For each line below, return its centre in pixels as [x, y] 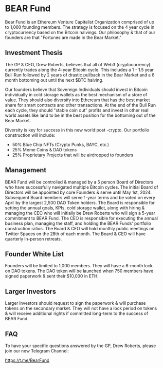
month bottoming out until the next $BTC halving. [54, 80]
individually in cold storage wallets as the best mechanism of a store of [76, 94]
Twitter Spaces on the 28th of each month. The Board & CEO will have [75, 234]
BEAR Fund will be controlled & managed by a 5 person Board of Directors [79, 182]
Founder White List [35, 254]
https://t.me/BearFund [27, 360]
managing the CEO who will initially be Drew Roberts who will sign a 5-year [80, 213]
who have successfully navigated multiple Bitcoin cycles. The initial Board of [81, 187]
